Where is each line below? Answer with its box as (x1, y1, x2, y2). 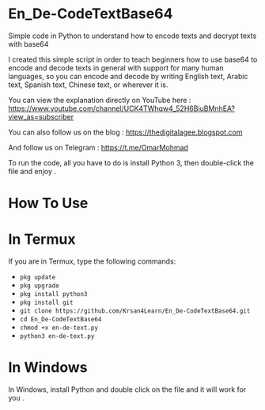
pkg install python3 (19, 290, 88, 298)
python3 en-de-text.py (19, 332, 95, 340)
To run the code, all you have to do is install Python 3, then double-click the (8, 158, 255, 167)
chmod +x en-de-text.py (19, 324, 99, 332)
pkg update (19, 274, 56, 282)
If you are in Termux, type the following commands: (8, 256, 176, 266)
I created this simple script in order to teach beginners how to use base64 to (8, 55, 258, 64)
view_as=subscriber (8, 112, 74, 121)
